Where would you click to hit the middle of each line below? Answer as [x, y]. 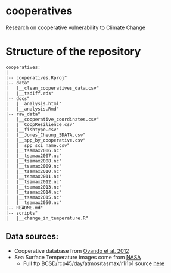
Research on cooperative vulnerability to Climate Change [76, 27]
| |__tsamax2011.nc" [34, 177]
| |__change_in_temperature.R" [47, 218]
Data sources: [32, 236]
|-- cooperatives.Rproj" [36, 78]
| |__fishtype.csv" [32, 130]
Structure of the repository [73, 51]
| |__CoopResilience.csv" [41, 124]
